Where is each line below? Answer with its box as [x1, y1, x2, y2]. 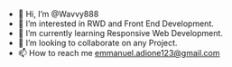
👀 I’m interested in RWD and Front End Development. [17, 18, 214, 29]
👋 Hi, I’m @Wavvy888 [17, 9, 99, 19]
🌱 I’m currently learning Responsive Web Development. [17, 28, 224, 38]
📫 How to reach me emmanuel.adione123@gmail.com [17, 48, 220, 58]
